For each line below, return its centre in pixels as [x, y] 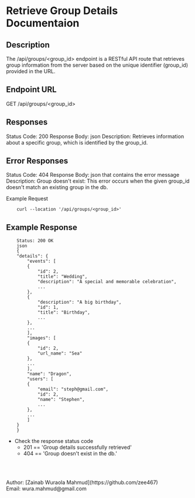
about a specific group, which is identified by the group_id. [77, 142]
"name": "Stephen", [61, 400]
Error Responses [37, 161]
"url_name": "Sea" [60, 353]
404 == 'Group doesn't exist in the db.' [70, 454]
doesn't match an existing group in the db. [57, 187]
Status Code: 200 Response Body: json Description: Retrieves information [95, 136]
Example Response [42, 227]
